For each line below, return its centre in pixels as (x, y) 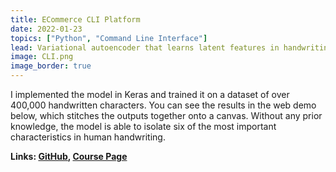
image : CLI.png (42, 57)
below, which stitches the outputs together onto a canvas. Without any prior (166, 115)
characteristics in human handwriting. (88, 137)
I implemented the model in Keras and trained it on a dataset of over (150, 94)
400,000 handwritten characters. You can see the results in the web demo (163, 105)
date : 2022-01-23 (46, 29)
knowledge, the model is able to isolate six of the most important (143, 126)
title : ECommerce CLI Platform (75, 19)
